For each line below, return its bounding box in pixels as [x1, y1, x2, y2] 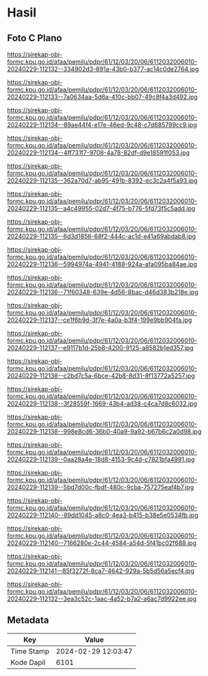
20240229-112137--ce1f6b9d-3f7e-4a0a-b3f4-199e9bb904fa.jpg [7, 316, 192, 324]
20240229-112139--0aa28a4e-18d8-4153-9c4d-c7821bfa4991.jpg [7, 455, 195, 463]
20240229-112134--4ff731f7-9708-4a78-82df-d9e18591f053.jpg [7, 149, 190, 156]
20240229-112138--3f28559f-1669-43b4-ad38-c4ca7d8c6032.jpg [7, 399, 197, 408]
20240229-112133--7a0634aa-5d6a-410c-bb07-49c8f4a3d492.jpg [7, 93, 198, 101]
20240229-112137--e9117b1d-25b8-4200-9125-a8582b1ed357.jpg [7, 344, 194, 351]
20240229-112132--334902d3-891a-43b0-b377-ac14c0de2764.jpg [7, 65, 199, 73]
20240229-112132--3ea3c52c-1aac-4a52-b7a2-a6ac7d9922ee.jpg [7, 595, 197, 603]
